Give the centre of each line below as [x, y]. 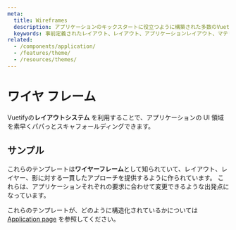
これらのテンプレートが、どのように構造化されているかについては [103, 210]
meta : [15, 14]
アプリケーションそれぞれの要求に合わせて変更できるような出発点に [130, 186]
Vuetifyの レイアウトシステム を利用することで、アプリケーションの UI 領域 [116, 117]
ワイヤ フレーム [52, 96]
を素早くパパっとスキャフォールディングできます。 [81, 126]
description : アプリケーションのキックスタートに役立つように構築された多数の [115, 27]
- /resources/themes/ [45, 60]
